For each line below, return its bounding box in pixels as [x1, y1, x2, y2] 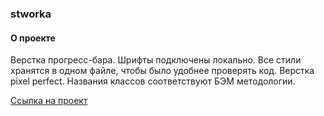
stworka [10, 7, 52, 21]
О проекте [10, 32, 56, 44]
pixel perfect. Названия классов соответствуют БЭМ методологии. [10, 75, 296, 87]
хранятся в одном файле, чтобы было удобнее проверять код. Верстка [10, 65, 315, 77]
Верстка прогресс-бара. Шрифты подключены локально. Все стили [10, 54, 302, 66]
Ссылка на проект [10, 95, 88, 107]
